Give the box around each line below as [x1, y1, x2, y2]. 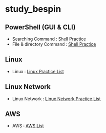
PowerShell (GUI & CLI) [5, 23, 76, 31]
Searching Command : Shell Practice [12, 36, 86, 42]
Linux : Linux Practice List [12, 68, 64, 74]
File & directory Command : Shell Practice [12, 41, 96, 47]
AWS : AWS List [12, 123, 44, 129]
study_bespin [5, 3, 61, 15]
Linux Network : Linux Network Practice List [12, 96, 101, 102]
